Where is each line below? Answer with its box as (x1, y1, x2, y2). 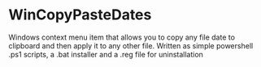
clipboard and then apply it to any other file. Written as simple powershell (8, 40, 254, 50)
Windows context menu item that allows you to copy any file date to (8, 32, 236, 42)
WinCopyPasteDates (8, 6, 152, 24)
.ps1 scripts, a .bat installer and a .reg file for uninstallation (8, 49, 203, 59)
